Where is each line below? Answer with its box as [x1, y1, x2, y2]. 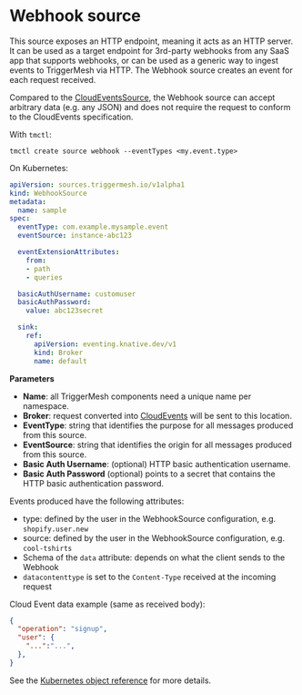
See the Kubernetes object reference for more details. [9, 675, 212, 686]
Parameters [9, 373, 55, 383]
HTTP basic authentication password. [22, 477, 165, 488]
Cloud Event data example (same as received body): [9, 598, 206, 609]
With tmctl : [9, 128, 52, 139]
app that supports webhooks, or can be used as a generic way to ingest [9, 55, 279, 66]
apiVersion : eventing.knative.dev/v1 [33, 339, 177, 349]
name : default [33, 356, 88, 365]
